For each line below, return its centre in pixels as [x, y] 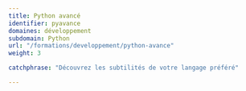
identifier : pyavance [45, 23]
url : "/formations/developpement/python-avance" [91, 46]
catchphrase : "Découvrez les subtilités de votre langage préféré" [124, 68]
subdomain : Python [39, 38]
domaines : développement [50, 31]
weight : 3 [25, 53]
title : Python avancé [45, 16]
